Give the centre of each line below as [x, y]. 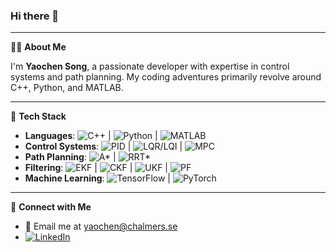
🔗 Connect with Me [51, 207]
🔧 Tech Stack [38, 116]
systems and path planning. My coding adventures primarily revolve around [166, 77]
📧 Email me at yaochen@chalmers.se [101, 226]
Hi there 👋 [35, 16]
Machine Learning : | [97, 178]
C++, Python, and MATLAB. [67, 88]
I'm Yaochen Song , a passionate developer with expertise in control [150, 66]
